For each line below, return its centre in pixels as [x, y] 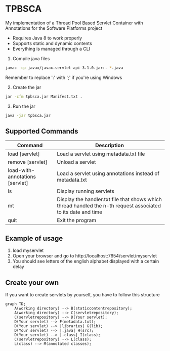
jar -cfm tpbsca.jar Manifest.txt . [44, 97]
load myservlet [28, 250]
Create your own [32, 282]
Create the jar [27, 87]
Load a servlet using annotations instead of [108, 173]
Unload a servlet [76, 162]
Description [110, 146]
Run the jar [24, 106]
